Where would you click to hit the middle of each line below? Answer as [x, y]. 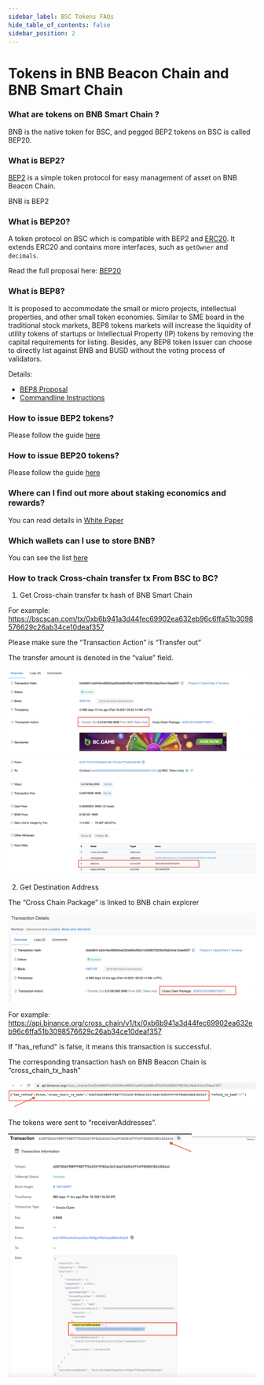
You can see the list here [48, 557]
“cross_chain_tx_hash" [44, 1070]
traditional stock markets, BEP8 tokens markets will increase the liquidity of [130, 325]
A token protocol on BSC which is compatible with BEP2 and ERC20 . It [122, 239]
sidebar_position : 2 [42, 33]
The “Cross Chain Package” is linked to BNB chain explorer [104, 903]
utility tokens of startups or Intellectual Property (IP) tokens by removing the [131, 333]
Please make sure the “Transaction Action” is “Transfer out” [105, 643]
